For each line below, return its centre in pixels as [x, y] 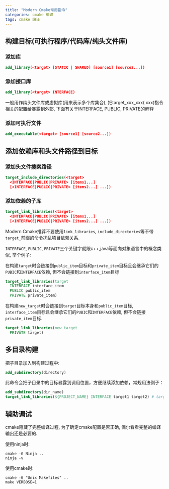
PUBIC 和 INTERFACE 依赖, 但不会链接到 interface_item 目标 [62, 272]
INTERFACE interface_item [37, 286]
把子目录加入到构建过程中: [32, 363]
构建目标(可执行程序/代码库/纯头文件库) [67, 41]
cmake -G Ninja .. [24, 454]
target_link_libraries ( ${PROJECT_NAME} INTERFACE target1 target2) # [80, 397]
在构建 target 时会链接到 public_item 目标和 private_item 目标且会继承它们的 [82, 265]
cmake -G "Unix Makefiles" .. [37, 478]
